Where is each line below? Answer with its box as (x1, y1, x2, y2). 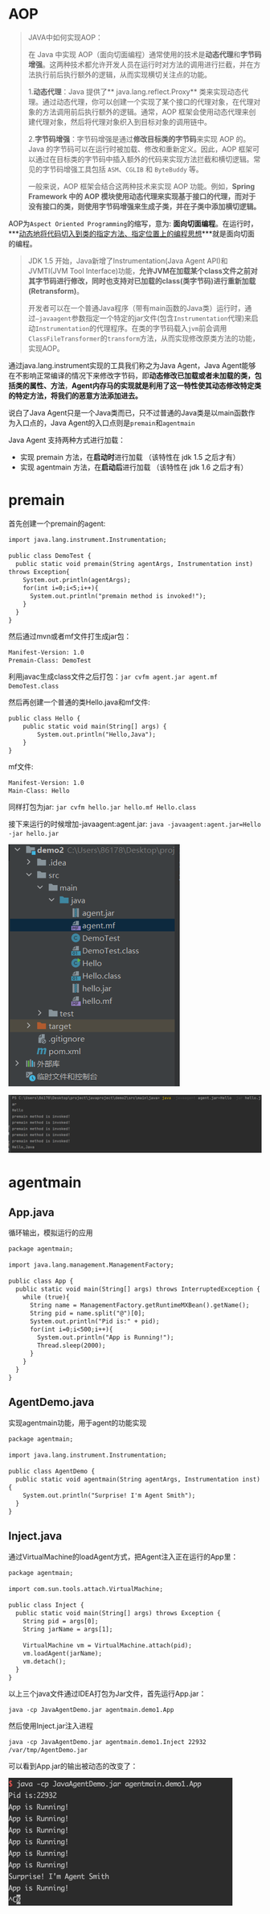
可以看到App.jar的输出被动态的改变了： (8, 1761, 138, 1771)
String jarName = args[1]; (22, 1625, 113, 1633)
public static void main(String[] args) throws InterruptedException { (15, 1285, 261, 1293)
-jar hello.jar (8, 829, 59, 837)
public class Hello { (8, 714, 81, 722)
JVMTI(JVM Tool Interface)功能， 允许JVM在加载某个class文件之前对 (27, 266, 258, 275)
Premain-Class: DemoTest (8, 656, 92, 664)
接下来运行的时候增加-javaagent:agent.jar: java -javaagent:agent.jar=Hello (8, 819, 261, 829)
